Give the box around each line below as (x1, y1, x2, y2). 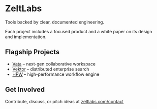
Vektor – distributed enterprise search (12, 66, 90, 72)
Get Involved (5, 86, 45, 94)
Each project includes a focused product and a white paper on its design (5, 28, 153, 34)
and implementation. (5, 34, 47, 40)
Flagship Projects (5, 48, 60, 56)
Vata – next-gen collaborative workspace (12, 61, 96, 66)
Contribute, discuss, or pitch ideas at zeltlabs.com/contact (5, 98, 124, 104)
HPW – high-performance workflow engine (12, 71, 99, 77)
